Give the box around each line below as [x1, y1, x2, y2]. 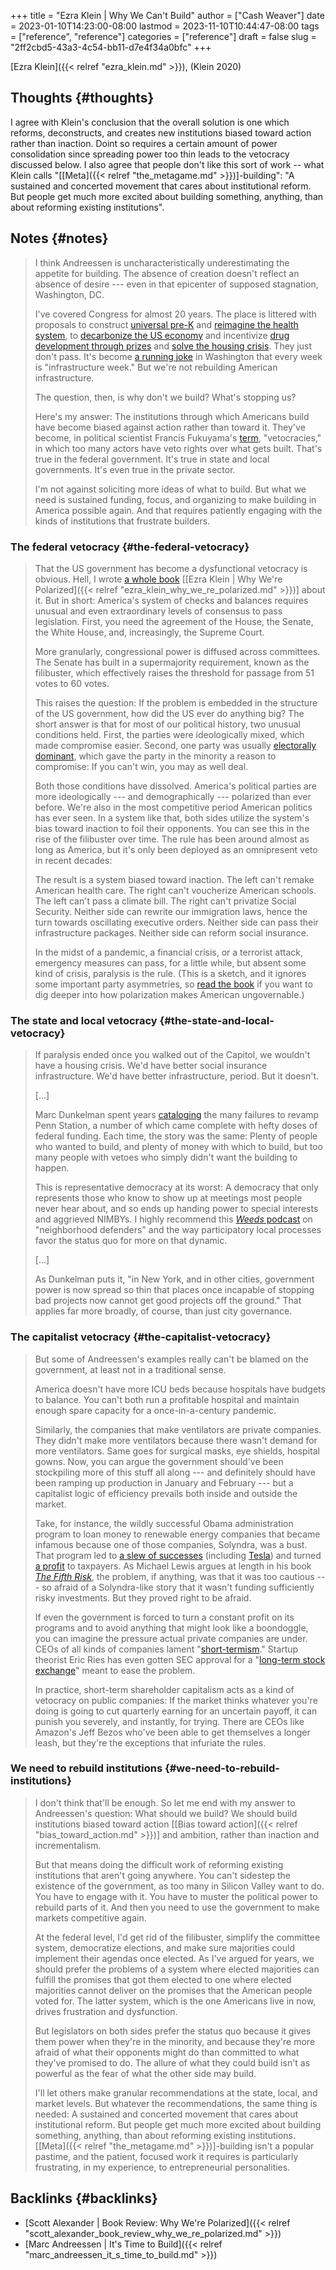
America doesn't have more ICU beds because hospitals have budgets [34, 1383, 326, 1395]
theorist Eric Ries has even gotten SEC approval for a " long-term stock [34, 1653, 326, 1665]
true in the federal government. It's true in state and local [34, 453, 270, 465]
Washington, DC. [34, 288, 105, 300]
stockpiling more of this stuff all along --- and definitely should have [34, 1466, 316, 1478]
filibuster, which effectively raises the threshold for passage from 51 [34, 666, 315, 679]
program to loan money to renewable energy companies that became [34, 1528, 321, 1540]
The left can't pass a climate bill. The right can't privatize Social [34, 895, 297, 907]
